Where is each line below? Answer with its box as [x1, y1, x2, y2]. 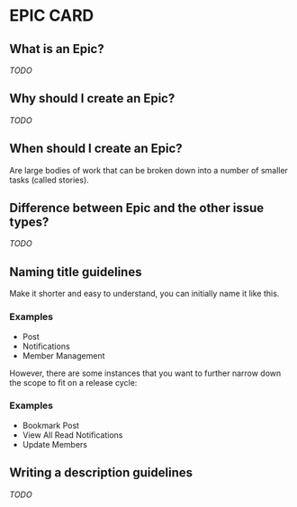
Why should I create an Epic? [9, 91, 175, 106]
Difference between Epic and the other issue [9, 200, 265, 216]
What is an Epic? [9, 41, 105, 57]
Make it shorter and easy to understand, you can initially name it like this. [9, 289, 280, 299]
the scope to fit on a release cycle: [9, 377, 138, 387]
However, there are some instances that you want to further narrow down [9, 368, 282, 378]
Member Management [22, 350, 105, 360]
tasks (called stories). [9, 174, 90, 185]
